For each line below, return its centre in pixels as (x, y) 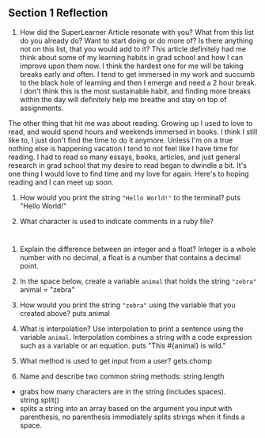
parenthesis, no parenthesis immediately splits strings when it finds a (132, 417)
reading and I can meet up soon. (61, 182)
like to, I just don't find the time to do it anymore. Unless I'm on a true (121, 140)
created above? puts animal (65, 313)
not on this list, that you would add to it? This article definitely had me (133, 49)
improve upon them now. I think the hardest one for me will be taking (131, 66)
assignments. (42, 108)
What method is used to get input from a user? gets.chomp (115, 361)
